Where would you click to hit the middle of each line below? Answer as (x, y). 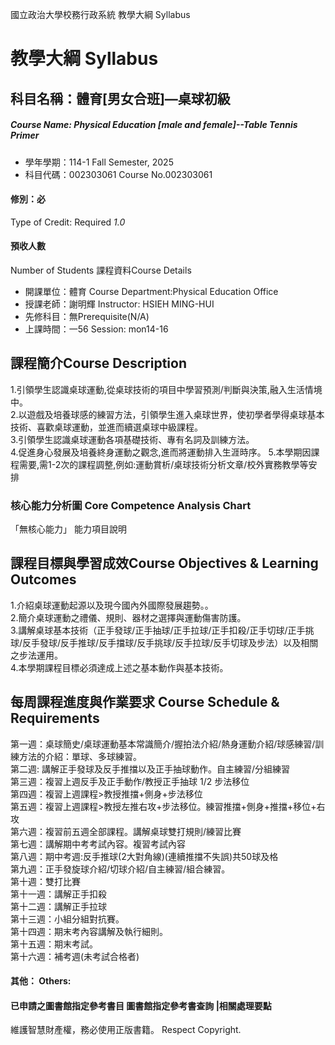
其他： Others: (41, 981)
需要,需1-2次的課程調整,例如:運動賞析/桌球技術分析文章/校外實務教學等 (163, 464)
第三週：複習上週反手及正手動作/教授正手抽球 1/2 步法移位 (130, 781)
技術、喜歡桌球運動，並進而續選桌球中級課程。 (106, 427)
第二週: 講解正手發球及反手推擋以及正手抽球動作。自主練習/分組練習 (150, 769)
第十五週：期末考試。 (54, 944)
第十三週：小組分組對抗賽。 (67, 919)
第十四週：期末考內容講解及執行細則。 (89, 931)
